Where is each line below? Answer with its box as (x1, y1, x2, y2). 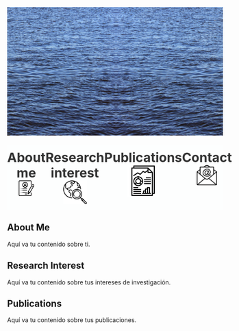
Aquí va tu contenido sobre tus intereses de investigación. (7, 278, 171, 286)
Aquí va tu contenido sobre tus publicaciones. (7, 316, 137, 324)
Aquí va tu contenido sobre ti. (7, 240, 90, 248)
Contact (181, 149, 232, 165)
